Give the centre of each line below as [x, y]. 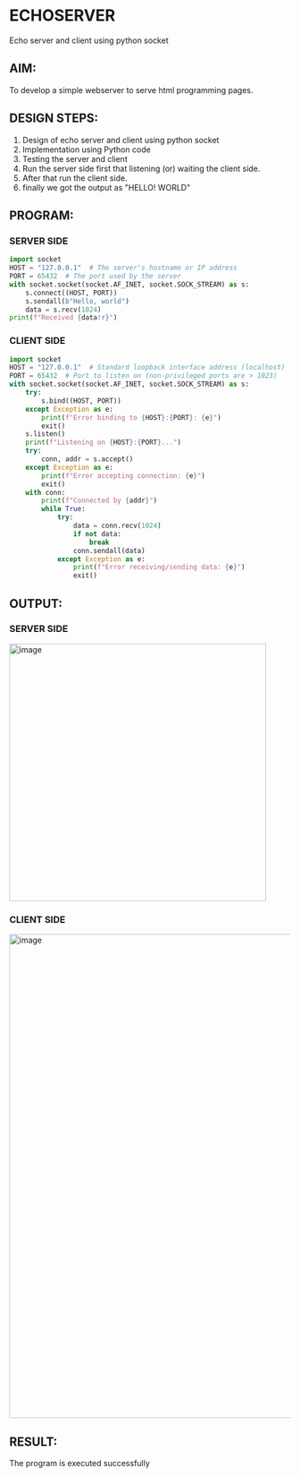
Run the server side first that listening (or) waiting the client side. [141, 168]
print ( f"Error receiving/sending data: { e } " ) [159, 568]
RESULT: [33, 1442]
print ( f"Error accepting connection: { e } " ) [123, 475]
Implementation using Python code [87, 149]
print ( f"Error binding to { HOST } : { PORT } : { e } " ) [131, 417]
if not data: [97, 534]
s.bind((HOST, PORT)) [82, 401]
